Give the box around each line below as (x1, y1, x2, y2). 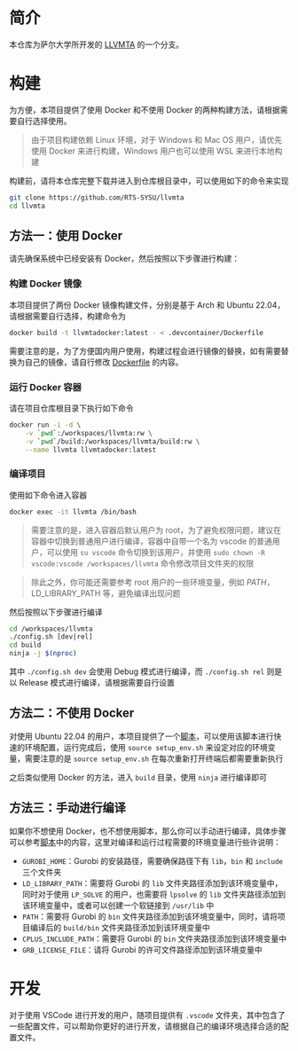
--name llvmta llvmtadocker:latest (25, 445, 157, 454)
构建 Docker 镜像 (9, 278, 82, 290)
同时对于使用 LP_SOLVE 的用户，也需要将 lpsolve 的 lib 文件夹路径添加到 (21, 889, 286, 899)
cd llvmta (9, 201, 46, 210)
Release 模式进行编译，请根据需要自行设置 (19, 678, 175, 688)
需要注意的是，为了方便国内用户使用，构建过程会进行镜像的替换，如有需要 (9, 345, 281, 356)
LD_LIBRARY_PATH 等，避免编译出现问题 (30, 587, 181, 599)
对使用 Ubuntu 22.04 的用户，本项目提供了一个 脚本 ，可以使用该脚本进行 (9, 731, 274, 741)
